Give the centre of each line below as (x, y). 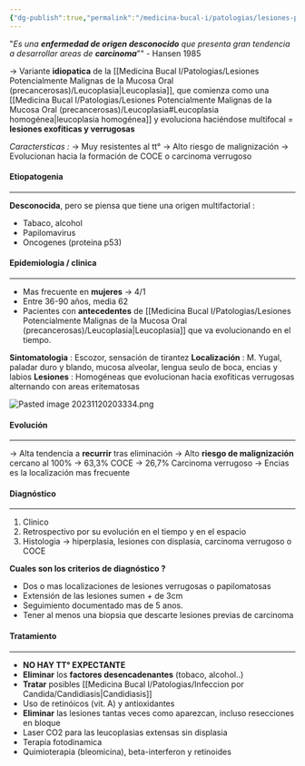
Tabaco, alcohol (53, 222)
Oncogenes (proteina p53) (72, 242)
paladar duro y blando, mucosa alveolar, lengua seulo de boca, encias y (144, 368)
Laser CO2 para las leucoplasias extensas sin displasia (125, 732)
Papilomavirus (49, 232)
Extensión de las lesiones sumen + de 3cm (103, 596)
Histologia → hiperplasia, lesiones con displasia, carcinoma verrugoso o (157, 542)
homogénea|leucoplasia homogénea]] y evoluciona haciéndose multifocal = (151, 119)
